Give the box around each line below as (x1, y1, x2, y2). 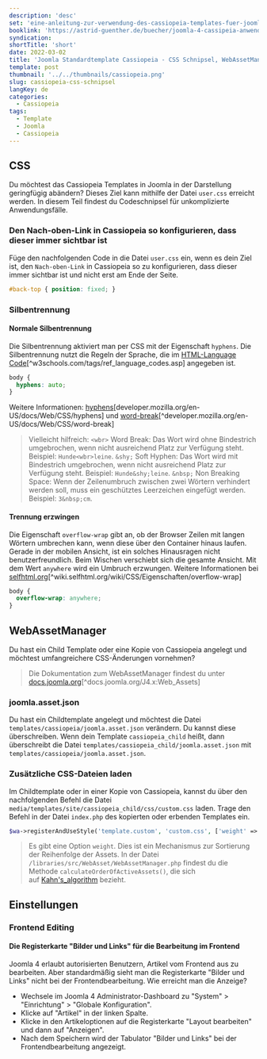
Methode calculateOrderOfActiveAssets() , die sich (28, 866, 196, 877)
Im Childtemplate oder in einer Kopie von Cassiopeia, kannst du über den (9, 786, 248, 796)
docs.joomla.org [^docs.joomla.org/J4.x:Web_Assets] (28, 677, 200, 686)
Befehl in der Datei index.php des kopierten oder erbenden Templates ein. (9, 812, 250, 821)
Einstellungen (9, 898, 78, 911)
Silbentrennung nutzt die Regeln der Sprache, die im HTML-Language (9, 350, 237, 359)
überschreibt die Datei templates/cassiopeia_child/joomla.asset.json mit (9, 740, 252, 750)
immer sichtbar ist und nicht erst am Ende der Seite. (9, 270, 179, 279)
